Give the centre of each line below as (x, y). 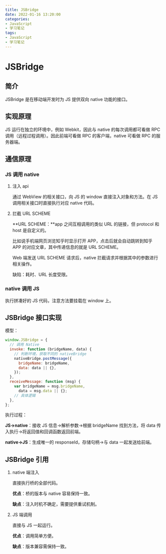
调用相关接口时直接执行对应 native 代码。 (55, 203)
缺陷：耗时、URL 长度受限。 (41, 275)
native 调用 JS (22, 289)
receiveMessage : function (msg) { (45, 382)
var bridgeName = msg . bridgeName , (50, 386)
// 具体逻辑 (25, 395)
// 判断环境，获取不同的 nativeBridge (50, 354)
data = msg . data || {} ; (43, 391)
